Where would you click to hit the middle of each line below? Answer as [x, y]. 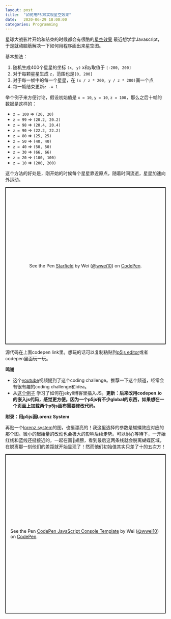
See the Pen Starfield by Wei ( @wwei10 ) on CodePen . [85, 266]
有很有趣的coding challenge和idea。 [51, 387]
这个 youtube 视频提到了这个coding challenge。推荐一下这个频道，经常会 [88, 380]
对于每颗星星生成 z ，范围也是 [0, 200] [53, 74]
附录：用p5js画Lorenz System [37, 417]
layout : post [19, 10]
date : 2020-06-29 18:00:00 [36, 19]
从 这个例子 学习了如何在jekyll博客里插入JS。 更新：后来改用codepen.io [87, 393]
